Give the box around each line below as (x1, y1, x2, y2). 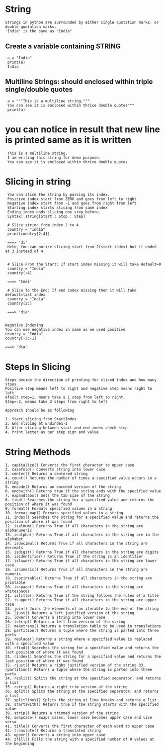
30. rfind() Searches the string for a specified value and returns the (5, 646, 159, 651)
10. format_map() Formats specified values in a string (5, 511, 123, 516)
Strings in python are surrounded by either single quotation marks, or (5, 20, 159, 25)
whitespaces (5, 589, 30, 594)
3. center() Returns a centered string (5, 471, 88, 476)
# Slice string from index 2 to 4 (7, 223, 79, 228)
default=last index (5, 292, 46, 297)
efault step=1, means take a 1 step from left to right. (5, 395, 126, 400)
